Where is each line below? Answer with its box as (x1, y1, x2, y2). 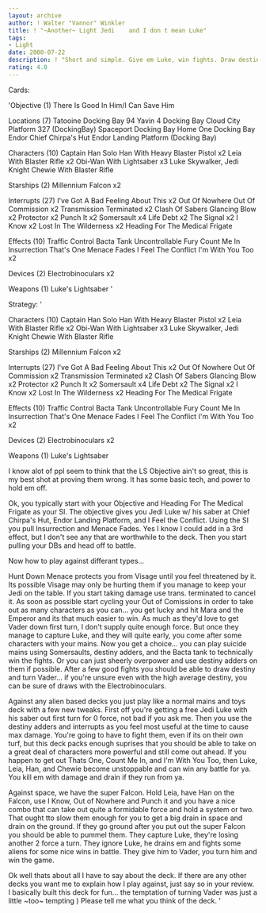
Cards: (8, 85, 30, 94)
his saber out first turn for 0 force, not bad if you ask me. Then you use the (8, 713, 253, 722)
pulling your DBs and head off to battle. (8, 541, 136, 550)
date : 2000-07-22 (8, 48, 66, 56)
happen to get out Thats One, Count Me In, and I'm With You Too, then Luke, (8, 755, 257, 765)
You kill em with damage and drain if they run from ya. (8, 772, 184, 782)
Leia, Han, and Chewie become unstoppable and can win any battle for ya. (8, 764, 252, 773)
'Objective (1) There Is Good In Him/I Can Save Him (8, 100, 175, 110)
